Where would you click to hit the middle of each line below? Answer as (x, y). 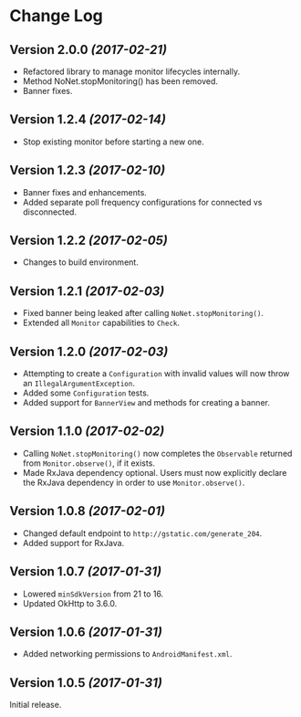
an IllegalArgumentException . (78, 384)
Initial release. (36, 705)
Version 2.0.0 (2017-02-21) (88, 50)
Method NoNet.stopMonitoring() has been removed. (120, 81)
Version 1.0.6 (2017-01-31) (86, 632)
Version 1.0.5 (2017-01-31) (86, 683)
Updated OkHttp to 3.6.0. (70, 603)
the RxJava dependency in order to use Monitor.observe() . (134, 482)
